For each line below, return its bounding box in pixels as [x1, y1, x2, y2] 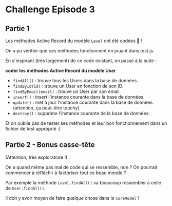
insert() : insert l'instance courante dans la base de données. [12, 94, 145, 100]
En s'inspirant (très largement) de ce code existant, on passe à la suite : [5, 58, 157, 64]
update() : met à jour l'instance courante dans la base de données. [12, 99, 154, 105]
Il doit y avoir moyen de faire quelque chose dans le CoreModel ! [5, 195, 139, 201]
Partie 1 [5, 24, 30, 33]
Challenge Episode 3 [5, 4, 95, 15]
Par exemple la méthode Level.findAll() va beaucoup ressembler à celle [5, 179, 161, 185]
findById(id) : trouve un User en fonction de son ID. [12, 83, 124, 89]
